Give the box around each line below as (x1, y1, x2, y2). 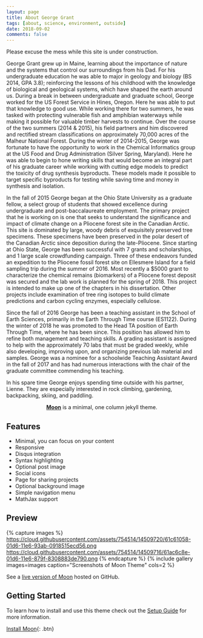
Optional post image (15, 463, 66, 470)
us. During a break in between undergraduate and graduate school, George (6, 92, 195, 100)
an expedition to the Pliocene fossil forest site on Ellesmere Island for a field (6, 259, 196, 266)
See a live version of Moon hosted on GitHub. (6, 573, 120, 580)
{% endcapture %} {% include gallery (99, 555, 193, 562)
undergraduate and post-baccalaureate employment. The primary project (6, 207, 190, 214)
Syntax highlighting (15, 456, 64, 464)
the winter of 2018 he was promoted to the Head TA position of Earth (6, 322, 178, 330)
